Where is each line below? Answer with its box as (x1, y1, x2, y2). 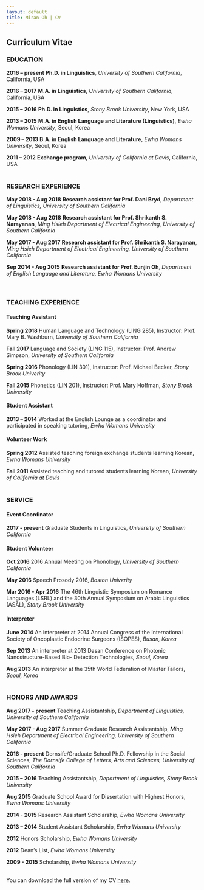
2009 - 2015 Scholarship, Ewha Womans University (6, 858, 137, 866)
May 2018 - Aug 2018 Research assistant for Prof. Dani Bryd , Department (6, 196, 194, 203)
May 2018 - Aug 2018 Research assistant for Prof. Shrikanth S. (6, 214, 167, 221)
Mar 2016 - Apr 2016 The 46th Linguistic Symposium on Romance (6, 588, 173, 596)
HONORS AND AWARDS (6, 693, 78, 701)
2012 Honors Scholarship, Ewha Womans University (6, 835, 138, 842)
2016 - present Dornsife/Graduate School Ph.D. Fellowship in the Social (6, 749, 186, 757)
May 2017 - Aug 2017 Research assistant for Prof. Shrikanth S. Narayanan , (6, 238, 197, 246)
